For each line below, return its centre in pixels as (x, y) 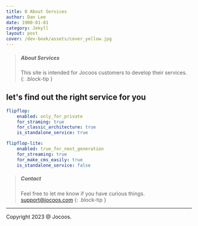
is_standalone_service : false (54, 165)
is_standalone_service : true (52, 133)
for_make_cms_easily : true (50, 159)
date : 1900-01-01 (27, 22)
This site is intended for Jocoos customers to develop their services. (104, 72)
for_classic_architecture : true (56, 127)
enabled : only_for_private (50, 116)
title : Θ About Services (37, 11)
